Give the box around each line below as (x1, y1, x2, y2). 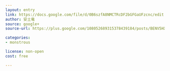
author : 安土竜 (5, 17, 35, 22)
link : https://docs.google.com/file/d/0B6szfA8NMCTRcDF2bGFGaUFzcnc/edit (5, 12, 164, 17)
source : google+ (5, 21, 39, 27)
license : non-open (5, 49, 44, 54)
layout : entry (5, 7, 35, 13)
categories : (5, 35, 30, 40)
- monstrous (5, 40, 30, 45)
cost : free (5, 53, 28, 58)
